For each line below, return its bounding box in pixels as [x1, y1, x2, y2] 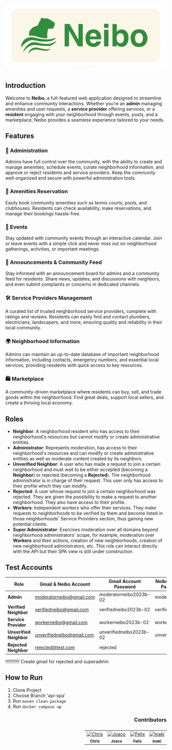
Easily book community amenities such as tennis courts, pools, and [5, 199, 147, 205]
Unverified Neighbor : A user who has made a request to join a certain [12, 461, 161, 467]
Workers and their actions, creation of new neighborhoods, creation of [12, 537, 163, 543]
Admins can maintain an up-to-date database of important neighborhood [5, 351, 159, 357]
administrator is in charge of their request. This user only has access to [12, 477, 163, 483]
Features [5, 132, 34, 140]
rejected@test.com [35, 644, 75, 651]
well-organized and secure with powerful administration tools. [5, 175, 136, 181]
